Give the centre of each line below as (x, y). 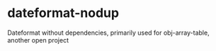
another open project (38, 40)
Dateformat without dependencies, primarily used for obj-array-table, (109, 33)
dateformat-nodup (63, 13)
